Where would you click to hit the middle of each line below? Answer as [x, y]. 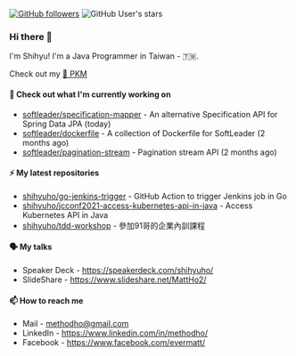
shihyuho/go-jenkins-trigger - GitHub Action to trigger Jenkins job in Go [154, 196]
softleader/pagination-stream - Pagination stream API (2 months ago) [150, 152]
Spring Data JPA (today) [66, 124]
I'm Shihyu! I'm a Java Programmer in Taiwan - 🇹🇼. [104, 56]
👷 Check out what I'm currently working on [90, 94]
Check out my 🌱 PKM [48, 74]
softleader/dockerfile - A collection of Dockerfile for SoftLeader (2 [144, 133]
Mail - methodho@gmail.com [75, 324]
